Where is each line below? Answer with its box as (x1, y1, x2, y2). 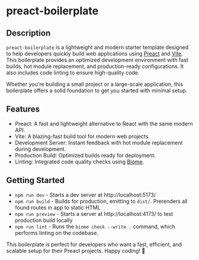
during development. (14, 145, 67, 153)
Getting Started (6, 175, 65, 185)
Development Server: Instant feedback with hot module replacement (14, 139, 183, 146)
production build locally (14, 216, 73, 224)
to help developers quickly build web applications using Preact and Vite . (6, 50, 184, 57)
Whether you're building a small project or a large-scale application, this (6, 81, 184, 88)
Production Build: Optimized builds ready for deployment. (14, 151, 156, 159)
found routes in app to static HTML (14, 204, 101, 211)
